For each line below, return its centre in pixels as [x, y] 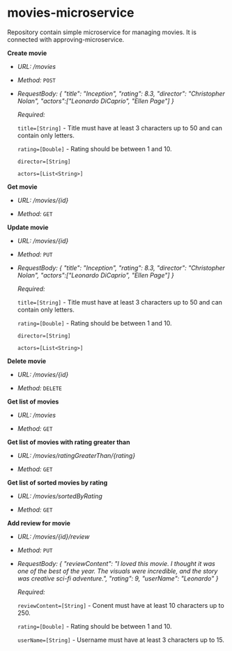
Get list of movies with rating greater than [69, 442]
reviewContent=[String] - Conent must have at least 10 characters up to [121, 605]
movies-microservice [71, 13]
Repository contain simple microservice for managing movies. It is [102, 32]
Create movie [27, 53]
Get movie [22, 187]
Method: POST [36, 80]
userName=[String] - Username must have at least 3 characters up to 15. [121, 640]
